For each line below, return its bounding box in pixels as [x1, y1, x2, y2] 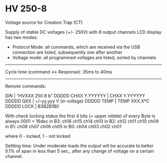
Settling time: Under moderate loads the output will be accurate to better [5, 143, 154, 149]
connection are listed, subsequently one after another [12, 49, 123, 55]
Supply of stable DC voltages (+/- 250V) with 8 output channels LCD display [5, 29, 162, 35]
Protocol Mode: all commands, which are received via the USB [12, 44, 140, 50]
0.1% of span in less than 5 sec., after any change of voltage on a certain [5, 148, 154, 154]
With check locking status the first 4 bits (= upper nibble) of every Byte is [5, 113, 156, 119]
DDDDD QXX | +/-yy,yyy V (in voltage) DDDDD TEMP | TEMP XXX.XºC [5, 98, 150, 104]
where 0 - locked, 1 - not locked [5, 133, 71, 139]
